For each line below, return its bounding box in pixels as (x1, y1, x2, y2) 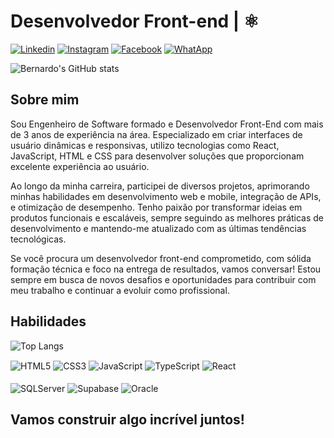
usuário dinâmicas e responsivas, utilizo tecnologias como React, (10, 139, 280, 151)
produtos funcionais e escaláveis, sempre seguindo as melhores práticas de (10, 211, 325, 224)
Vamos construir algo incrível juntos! (10, 411, 245, 429)
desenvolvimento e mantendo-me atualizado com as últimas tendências (10, 222, 307, 234)
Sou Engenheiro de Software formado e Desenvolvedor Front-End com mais (10, 118, 324, 130)
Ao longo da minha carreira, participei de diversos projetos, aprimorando (10, 180, 310, 192)
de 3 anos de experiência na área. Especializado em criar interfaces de (10, 128, 303, 140)
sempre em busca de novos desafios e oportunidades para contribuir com (10, 273, 317, 285)
